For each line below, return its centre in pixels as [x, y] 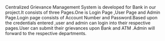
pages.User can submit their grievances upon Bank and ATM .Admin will [80, 28]
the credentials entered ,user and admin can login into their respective [78, 23]
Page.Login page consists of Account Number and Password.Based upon [81, 18]
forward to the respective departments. [46, 33]
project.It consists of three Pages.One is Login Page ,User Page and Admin [83, 12]
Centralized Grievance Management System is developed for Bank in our [80, 7]
